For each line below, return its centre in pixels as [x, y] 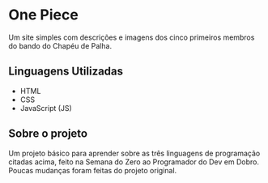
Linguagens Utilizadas [66, 72]
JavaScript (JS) [46, 108]
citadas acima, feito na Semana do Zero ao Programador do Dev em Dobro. [134, 162]
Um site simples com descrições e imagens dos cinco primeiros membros [132, 37]
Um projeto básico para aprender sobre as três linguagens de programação [134, 153]
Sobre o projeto [48, 134]
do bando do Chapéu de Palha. [60, 45]
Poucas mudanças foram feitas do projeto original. [93, 170]
